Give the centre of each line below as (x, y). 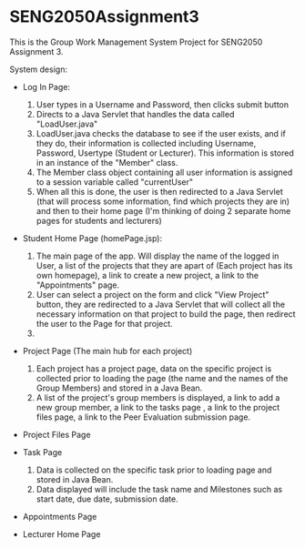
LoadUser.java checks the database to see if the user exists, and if (161, 133)
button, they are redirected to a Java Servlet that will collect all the (160, 304)
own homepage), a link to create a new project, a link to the (147, 275)
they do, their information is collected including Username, (146, 143)
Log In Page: (46, 86)
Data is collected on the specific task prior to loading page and (154, 470)
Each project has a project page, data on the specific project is (154, 368)
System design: (39, 69)
